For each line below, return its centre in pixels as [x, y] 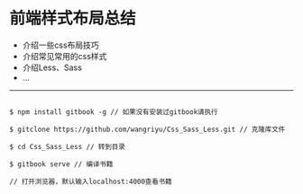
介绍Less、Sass [52, 67]
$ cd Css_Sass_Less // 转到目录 [68, 146]
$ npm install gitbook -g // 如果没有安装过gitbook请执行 [114, 112]
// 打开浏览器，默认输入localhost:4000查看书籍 [91, 181]
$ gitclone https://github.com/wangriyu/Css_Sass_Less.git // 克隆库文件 [147, 129]
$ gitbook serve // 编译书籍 [61, 164]
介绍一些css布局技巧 [60, 45]
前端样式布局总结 [73, 18]
